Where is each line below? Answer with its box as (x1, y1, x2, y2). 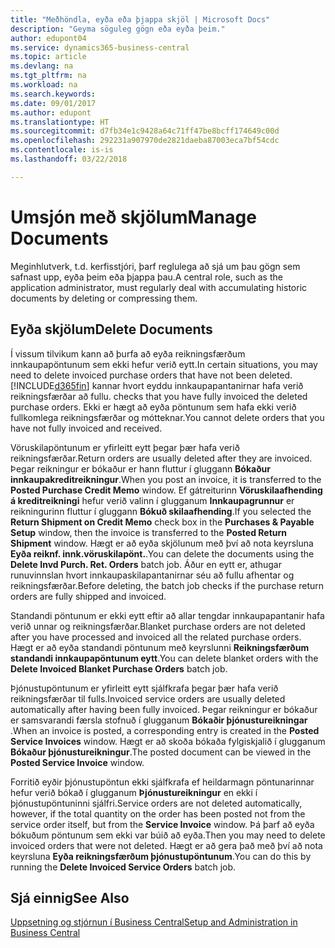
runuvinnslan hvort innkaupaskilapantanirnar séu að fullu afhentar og (10, 569, 295, 581)
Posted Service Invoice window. (10, 756, 145, 768)
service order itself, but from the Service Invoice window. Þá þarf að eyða (10, 818, 315, 830)
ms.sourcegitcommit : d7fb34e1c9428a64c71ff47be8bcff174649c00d (10, 126, 280, 136)
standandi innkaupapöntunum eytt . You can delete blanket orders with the (10, 652, 319, 664)
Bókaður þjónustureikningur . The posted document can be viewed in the (10, 746, 312, 758)
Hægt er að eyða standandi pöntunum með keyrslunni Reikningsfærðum (10, 641, 310, 653)
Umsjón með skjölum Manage (10, 206, 257, 228)
